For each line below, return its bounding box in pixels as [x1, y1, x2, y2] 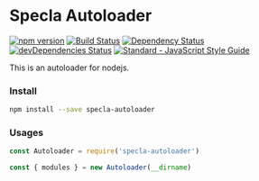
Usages [9, 127, 43, 140]
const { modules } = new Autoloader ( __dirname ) [9, 163, 192, 172]
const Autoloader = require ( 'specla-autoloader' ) [9, 147, 200, 156]
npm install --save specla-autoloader [9, 105, 155, 114]
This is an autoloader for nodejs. [9, 62, 130, 73]
